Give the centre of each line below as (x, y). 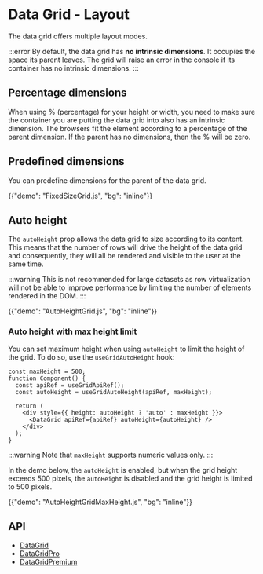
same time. (26, 264)
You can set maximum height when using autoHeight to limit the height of (126, 349)
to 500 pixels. (30, 486)
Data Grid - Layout (69, 15)
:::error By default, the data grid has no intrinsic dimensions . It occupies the (132, 51)
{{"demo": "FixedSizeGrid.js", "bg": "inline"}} (80, 196)
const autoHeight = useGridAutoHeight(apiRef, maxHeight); (114, 392)
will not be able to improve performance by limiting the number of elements (130, 287)
